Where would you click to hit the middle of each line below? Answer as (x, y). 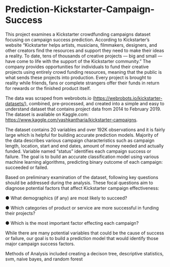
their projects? (20, 213)
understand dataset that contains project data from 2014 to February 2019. (83, 109)
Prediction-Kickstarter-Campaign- (80, 9)
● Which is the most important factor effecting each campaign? (72, 223)
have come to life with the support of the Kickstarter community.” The (78, 61)
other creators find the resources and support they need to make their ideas (85, 50)
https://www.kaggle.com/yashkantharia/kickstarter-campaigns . (72, 120)
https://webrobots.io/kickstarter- (128, 98)
